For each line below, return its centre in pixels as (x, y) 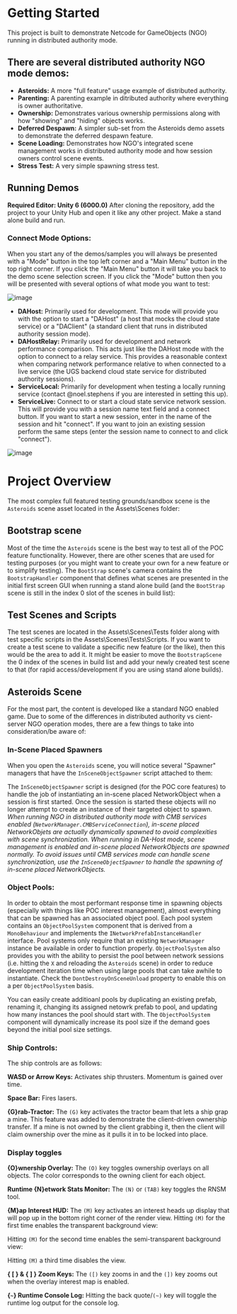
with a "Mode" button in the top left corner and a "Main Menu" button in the (117, 261)
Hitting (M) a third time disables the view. (67, 1260)
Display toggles (35, 1153)
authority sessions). (46, 379)
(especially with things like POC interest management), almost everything (114, 910)
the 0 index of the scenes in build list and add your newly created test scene (118, 662)
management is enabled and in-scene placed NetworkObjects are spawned (118, 846)
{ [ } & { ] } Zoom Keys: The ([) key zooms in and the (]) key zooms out (112, 1274)
